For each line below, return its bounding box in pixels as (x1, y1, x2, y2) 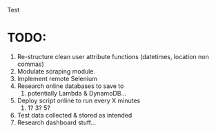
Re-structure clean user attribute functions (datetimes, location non (17, 52, 209, 60)
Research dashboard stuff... (17, 118, 97, 126)
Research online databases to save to (17, 82, 124, 90)
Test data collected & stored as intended (17, 111, 132, 119)
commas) (17, 60, 45, 68)
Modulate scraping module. (17, 67, 95, 75)
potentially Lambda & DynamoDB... (27, 89, 126, 97)
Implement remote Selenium (17, 74, 98, 82)
